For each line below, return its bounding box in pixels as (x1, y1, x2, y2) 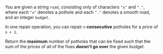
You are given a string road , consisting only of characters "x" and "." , (5, 4, 145, 10)
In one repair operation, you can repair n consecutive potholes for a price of (5, 24, 158, 30)
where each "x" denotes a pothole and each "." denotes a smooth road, (5, 9, 150, 15)
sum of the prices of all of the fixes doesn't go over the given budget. (5, 44, 145, 49)
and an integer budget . (5, 15, 50, 20)
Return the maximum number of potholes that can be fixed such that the (5, 38, 151, 44)
